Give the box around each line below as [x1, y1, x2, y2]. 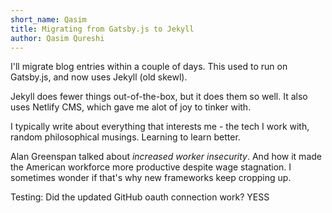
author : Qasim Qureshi [10, 33, 105, 43]
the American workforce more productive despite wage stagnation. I [10, 161, 292, 173]
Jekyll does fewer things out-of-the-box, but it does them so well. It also [10, 91, 308, 103]
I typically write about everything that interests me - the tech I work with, [10, 121, 310, 133]
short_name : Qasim [10, 14, 87, 25]
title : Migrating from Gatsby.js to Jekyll [10, 24, 195, 34]
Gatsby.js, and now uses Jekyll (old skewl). [10, 71, 188, 83]
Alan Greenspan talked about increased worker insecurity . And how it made [10, 151, 322, 163]
